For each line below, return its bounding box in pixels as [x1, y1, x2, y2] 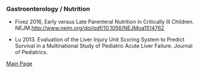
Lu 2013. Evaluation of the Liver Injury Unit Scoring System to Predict [14, 36, 185, 43]
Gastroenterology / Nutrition [6, 5, 91, 13]
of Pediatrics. [14, 49, 48, 56]
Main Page [6, 60, 33, 67]
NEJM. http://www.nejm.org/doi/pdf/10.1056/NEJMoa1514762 [14, 24, 165, 31]
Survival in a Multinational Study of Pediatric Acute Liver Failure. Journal [14, 42, 193, 49]
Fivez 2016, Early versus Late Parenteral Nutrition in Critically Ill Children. [14, 18, 194, 26]
